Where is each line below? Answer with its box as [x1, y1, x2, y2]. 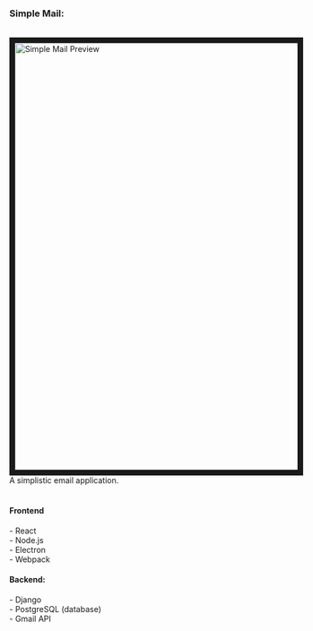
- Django [9, 594, 42, 605]
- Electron [9, 544, 47, 555]
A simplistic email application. [9, 475, 119, 486]
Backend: [9, 575, 46, 585]
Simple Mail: [9, 7, 65, 20]
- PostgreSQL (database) [9, 603, 101, 614]
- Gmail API [9, 613, 52, 624]
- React [9, 525, 37, 536]
